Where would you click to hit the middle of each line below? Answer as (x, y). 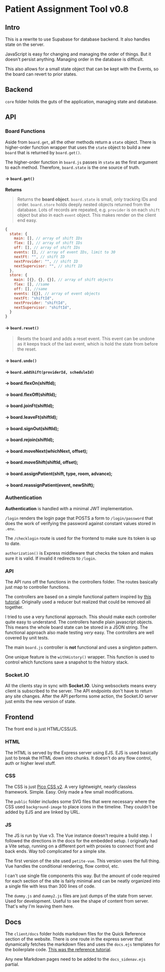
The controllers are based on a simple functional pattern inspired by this (78, 597)
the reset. (27, 349)
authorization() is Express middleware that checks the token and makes (79, 553)
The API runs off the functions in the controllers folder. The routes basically (82, 582)
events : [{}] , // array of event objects (57, 293)
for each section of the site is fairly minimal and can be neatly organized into (83, 881)
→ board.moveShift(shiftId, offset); (42, 462)
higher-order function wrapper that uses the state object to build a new (78, 147)
